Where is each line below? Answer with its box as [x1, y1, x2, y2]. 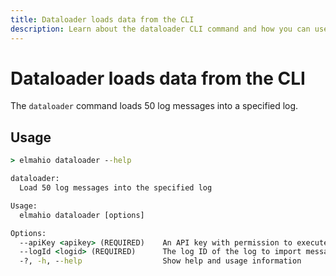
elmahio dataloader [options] [19, 210, 145, 220]
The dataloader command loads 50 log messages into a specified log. [10, 100, 299, 112]
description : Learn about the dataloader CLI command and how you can [10, 24, 311, 34]
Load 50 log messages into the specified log [19, 183, 213, 193]
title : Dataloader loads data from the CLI [10, 14, 195, 25]
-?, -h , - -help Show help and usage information [19, 256, 302, 266]
